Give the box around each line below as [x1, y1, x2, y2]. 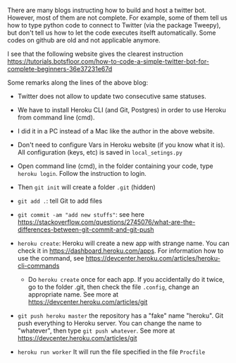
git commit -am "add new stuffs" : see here [17, 210, 144, 218]
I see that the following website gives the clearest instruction [7, 49, 184, 58]
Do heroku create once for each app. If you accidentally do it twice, [27, 275, 225, 283]
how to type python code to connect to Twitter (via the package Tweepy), [7, 21, 221, 29]
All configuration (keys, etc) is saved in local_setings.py [17, 148, 183, 156]
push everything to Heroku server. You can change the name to [17, 319, 202, 327]
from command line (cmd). [17, 113, 95, 121]
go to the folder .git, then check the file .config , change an [27, 282, 199, 291]
